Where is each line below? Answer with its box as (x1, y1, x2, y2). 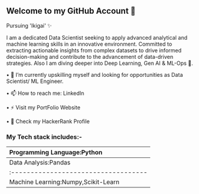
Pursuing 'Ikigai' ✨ (6, 22, 52, 29)
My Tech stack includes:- (6, 133, 82, 141)
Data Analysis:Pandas (9, 159, 71, 167)
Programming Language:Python (9, 148, 103, 157)
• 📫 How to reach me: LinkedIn (6, 89, 85, 97)
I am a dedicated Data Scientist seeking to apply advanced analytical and (6, 34, 188, 41)
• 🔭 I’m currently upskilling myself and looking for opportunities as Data (6, 71, 183, 78)
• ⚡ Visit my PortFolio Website (6, 103, 81, 111)
